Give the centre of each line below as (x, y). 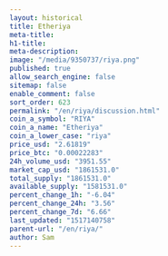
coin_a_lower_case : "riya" (60, 136)
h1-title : (28, 43)
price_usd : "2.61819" (50, 144)
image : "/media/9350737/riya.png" (75, 60)
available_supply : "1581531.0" (69, 187)
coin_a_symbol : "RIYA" (52, 119)
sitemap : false (38, 85)
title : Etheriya (40, 26)
